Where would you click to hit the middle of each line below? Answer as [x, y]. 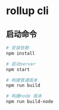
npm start [18, 69]
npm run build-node [30, 102]
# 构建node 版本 [24, 96]
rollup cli [27, 11]
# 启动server [21, 64]
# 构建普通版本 [22, 80]
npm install [20, 53]
